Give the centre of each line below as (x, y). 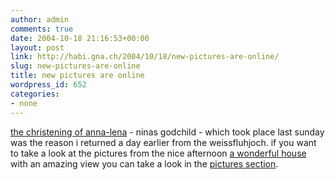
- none (24, 103)
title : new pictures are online (77, 76)
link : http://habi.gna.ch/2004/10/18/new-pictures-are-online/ (145, 57)
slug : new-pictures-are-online (75, 66)
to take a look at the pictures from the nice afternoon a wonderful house (158, 153)
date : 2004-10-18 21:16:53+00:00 (80, 38)
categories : (35, 94)
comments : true (42, 29)
